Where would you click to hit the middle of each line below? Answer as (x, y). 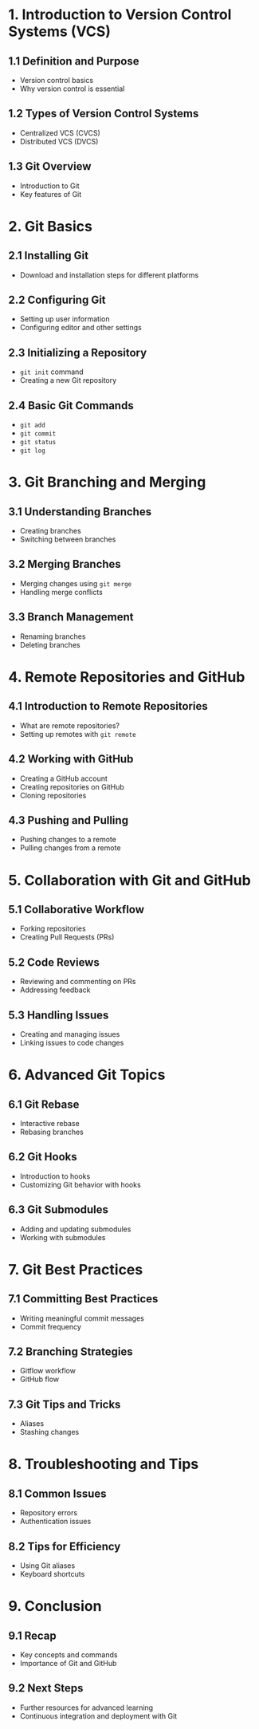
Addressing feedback (55, 990)
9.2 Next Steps (46, 1688)
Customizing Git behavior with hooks (80, 1184)
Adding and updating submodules (75, 1229)
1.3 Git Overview (50, 166)
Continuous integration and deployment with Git (98, 1715)
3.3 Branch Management (71, 617)
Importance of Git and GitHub (68, 1663)
